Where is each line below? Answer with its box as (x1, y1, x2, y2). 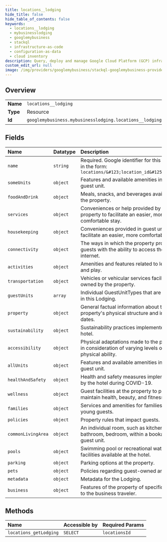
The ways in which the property (80, 240, 155, 247)
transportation (7, 278, 44, 284)
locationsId (102, 530, 131, 536)
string (53, 163, 69, 169)
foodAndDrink (7, 194, 39, 200)
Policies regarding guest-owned (80, 467, 157, 474)
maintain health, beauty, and (80, 394, 147, 401)
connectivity (7, 247, 39, 252)
